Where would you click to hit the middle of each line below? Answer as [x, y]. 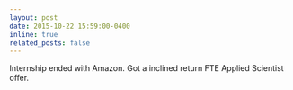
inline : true [34, 34]
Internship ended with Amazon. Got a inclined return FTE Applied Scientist [147, 68]
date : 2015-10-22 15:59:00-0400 [70, 26]
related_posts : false [50, 43]
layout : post [34, 18]
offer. [19, 78]
